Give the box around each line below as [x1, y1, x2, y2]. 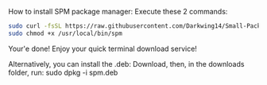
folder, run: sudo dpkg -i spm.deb [8, 68, 118, 77]
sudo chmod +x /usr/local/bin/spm [8, 29, 123, 37]
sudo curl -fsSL [8, 22, 62, 30]
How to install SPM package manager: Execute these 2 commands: [8, 7, 228, 16]
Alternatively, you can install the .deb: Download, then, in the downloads [8, 59, 245, 68]
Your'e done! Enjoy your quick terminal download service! [8, 44, 197, 53]
